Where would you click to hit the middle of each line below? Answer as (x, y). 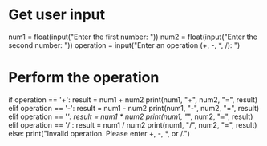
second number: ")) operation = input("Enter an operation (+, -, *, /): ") (124, 45)
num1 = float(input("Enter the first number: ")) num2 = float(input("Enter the (133, 37)
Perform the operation (84, 78)
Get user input (57, 15)
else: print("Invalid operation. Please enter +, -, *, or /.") (99, 133)
